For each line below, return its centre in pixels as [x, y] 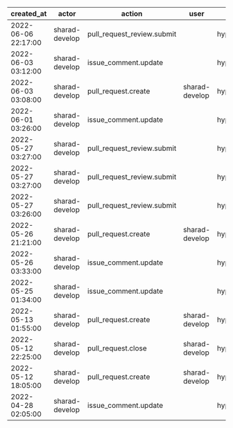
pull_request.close [117, 348]
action [132, 14]
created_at [29, 14]
